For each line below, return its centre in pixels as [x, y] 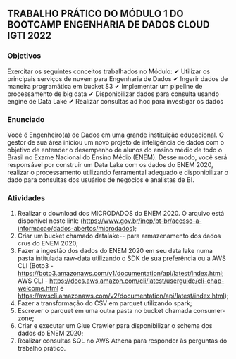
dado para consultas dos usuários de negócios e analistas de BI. [101, 179]
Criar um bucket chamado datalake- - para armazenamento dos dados [119, 236]
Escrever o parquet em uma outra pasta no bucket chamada [105, 311]
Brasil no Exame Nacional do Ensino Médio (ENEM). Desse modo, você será [117, 157]
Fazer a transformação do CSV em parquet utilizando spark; [105, 303]
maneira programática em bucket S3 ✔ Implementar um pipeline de [105, 86]
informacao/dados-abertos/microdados [75, 229]
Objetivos [24, 56]
